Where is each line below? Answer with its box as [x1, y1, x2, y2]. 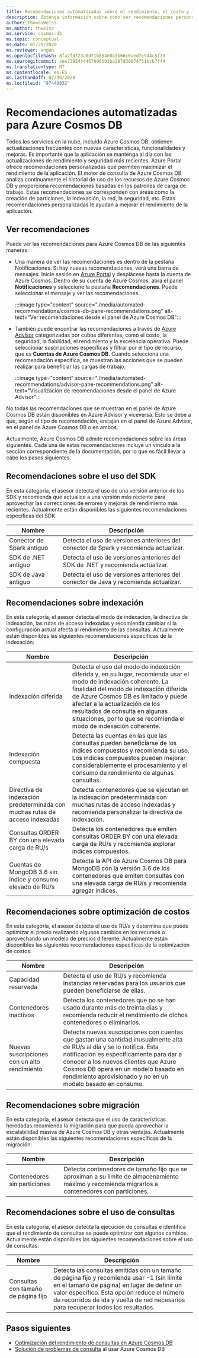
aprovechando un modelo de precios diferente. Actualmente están [6, 935, 168, 942]
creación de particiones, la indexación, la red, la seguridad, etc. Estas [6, 194, 176, 202]
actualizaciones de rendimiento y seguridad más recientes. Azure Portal [6, 156, 182, 164]
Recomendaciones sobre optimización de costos [6, 906, 190, 916]
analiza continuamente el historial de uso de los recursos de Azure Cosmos [6, 175, 190, 183]
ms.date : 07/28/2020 [6, 42, 57, 48]
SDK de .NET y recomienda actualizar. [63, 561, 169, 569]
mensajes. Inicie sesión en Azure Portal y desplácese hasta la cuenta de [14, 270, 191, 277]
